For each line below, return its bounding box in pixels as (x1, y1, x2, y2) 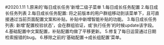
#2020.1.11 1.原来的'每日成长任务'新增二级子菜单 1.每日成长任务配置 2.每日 (5, 4, 154, 10)
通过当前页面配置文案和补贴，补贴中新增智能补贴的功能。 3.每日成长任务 (9, 16, 157, 22)
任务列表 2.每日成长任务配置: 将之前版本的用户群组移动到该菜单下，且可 (9, 10, 155, 16)
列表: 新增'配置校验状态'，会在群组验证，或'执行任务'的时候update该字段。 (5, 22, 157, 28)
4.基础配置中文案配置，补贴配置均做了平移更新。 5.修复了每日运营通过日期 (5, 29, 157, 34)
